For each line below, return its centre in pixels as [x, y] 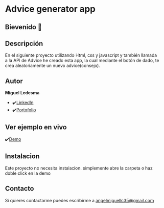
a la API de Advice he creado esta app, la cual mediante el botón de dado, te [82, 61]
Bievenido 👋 [24, 27]
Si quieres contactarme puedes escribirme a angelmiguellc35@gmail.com [80, 200]
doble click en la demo [28, 173]
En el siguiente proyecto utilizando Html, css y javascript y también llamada [81, 55]
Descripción [24, 43]
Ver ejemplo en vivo [36, 127]
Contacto [20, 189]
